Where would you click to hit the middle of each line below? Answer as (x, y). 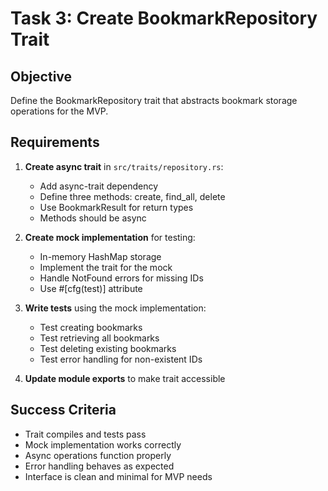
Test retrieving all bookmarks (99, 338)
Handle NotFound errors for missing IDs (121, 278)
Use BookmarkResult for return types (116, 207)
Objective (41, 76)
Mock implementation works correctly (103, 444)
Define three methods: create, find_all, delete (132, 196)
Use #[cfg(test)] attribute (91, 288)
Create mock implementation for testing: (110, 237)
